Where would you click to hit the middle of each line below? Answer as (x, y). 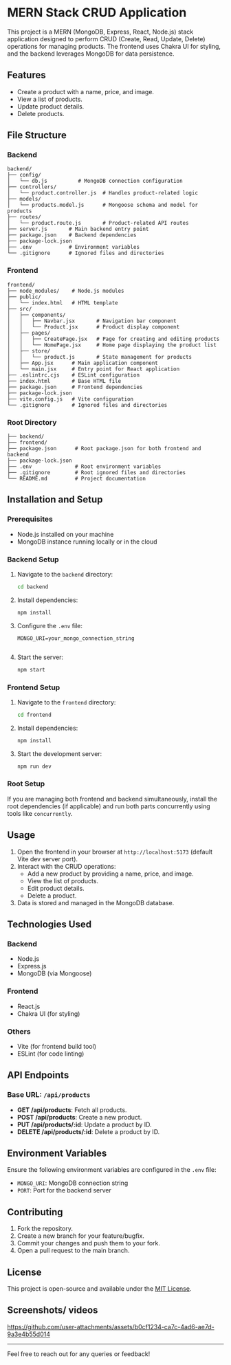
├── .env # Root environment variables (84, 467)
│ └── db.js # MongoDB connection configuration (95, 181)
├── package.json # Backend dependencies (72, 235)
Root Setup (26, 784)
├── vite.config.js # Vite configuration (70, 399)
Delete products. (41, 113)
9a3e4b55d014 (29, 1334)
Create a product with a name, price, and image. (86, 91)
